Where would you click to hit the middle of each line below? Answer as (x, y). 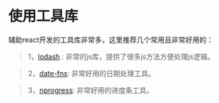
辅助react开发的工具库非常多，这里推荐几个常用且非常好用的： (111, 40)
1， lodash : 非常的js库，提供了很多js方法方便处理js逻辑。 (121, 56)
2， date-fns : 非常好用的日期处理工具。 (91, 73)
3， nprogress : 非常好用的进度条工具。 (90, 90)
